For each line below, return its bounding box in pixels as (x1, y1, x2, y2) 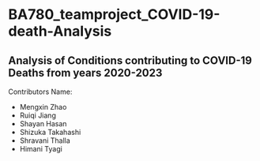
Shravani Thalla (19, 136, 71, 145)
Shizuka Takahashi (19, 128, 81, 137)
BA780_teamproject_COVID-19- (8, 6, 220, 24)
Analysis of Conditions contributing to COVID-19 (8, 54, 253, 67)
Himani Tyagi (19, 144, 63, 153)
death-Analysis (8, 22, 112, 40)
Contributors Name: (8, 87, 73, 96)
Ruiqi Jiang (19, 110, 57, 120)
